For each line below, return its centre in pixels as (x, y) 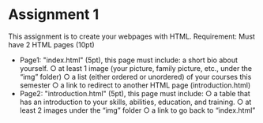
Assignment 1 (54, 15)
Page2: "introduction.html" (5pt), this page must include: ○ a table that (135, 93)
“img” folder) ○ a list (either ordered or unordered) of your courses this (135, 76)
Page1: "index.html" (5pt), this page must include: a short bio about (129, 60)
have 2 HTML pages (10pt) (51, 44)
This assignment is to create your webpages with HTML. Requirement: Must (131, 36)
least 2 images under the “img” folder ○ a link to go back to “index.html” (137, 110)
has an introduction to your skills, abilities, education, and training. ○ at (135, 102)
